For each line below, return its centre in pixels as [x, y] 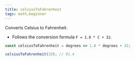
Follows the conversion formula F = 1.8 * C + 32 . [62, 37]
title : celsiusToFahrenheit [33, 9]
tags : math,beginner [26, 14]
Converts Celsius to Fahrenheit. [36, 27]
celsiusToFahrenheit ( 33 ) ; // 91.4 [40, 54]
